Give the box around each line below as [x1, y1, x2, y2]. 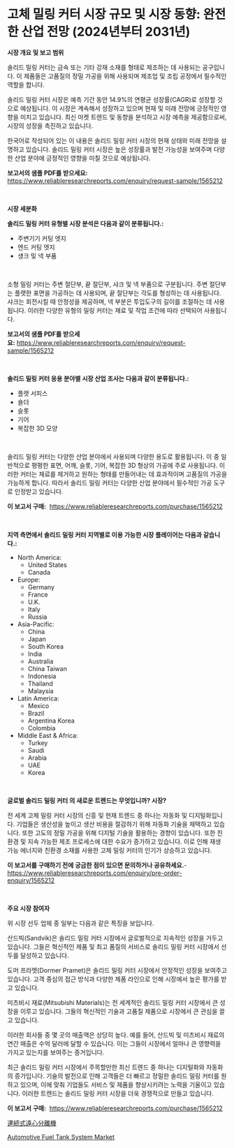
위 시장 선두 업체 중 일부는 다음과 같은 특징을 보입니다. [7, 919, 154, 927]
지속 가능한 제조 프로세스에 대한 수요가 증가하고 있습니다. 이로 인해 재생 [27, 837, 221, 846]
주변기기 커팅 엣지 [17, 234, 66, 242]
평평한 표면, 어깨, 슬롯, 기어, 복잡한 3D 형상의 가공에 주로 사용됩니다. [31, 461, 218, 469]
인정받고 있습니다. [14, 487, 64, 496]
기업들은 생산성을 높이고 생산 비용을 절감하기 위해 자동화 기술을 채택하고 [16, 820, 212, 828]
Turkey [27, 738, 48, 747]
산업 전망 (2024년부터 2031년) [21, 24, 191, 40]
